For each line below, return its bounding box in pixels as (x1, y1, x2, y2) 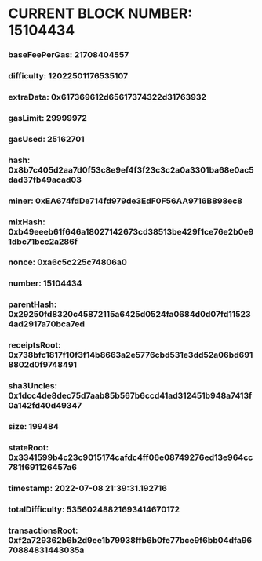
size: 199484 (8, 421, 59, 432)
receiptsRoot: (8, 340, 61, 351)
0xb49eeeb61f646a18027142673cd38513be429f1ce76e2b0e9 (8, 226, 254, 237)
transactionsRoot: (8, 525, 78, 536)
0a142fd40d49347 (8, 400, 82, 411)
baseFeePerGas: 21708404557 (8, 49, 129, 60)
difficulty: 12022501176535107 (8, 71, 129, 82)
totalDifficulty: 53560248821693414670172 (8, 504, 180, 515)
